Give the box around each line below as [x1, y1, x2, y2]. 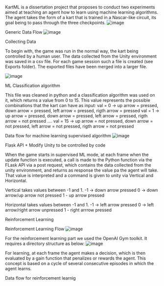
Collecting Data [5, 39, 36, 44]
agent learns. [5, 266, 32, 271]
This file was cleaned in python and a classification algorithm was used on [5, 92, 155, 98]
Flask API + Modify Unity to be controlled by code [5, 142, 106, 148]
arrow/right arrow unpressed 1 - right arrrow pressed [5, 207, 112, 213]
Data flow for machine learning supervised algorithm [5, 133, 111, 138]
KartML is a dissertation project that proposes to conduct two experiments [5, 4, 155, 10]
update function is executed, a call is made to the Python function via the [5, 157, 153, 163]
